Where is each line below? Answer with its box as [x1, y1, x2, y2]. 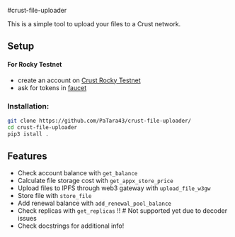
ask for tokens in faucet [17, 83, 87, 92]
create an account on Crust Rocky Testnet [17, 76, 141, 84]
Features [7, 150, 47, 162]
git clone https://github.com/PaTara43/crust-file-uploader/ [7, 117, 192, 124]
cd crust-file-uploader [7, 123, 78, 131]
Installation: [7, 101, 50, 111]
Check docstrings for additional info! [17, 221, 125, 230]
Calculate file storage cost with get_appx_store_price [17, 177, 173, 185]
